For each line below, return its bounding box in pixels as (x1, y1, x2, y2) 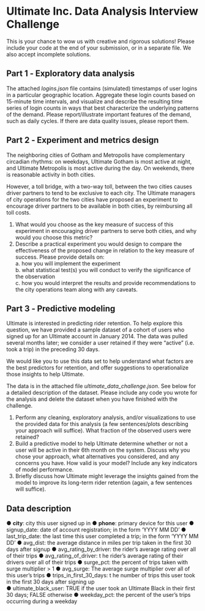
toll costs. (6, 208, 31, 216)
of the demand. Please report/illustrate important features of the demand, (6, 110, 192, 118)
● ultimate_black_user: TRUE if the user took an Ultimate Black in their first (6, 585, 196, 592)
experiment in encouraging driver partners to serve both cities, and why (15, 227, 197, 234)
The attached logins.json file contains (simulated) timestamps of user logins (6, 85, 198, 92)
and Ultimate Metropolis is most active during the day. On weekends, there (6, 164, 195, 172)
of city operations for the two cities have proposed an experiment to (6, 195, 179, 203)
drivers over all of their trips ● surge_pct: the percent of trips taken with (6, 559, 188, 566)
